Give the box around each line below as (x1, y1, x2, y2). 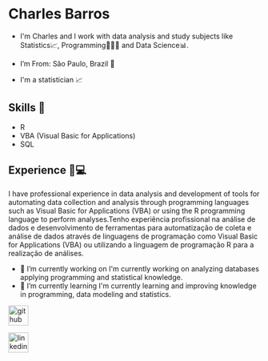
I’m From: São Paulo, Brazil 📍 (19, 58, 115, 68)
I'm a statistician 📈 (19, 74, 83, 84)
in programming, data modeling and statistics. (19, 289, 172, 299)
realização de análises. (8, 248, 84, 258)
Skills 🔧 (8, 101, 46, 114)
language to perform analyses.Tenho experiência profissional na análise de (8, 214, 256, 224)
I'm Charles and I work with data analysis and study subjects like (19, 31, 234, 41)
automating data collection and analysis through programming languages (8, 197, 250, 207)
